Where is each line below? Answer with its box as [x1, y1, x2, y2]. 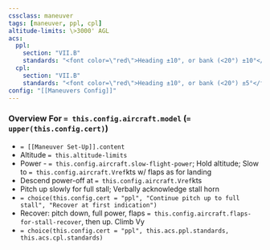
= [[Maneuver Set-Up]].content [19, 142, 125, 151]
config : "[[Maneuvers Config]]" [8, 86, 117, 95]
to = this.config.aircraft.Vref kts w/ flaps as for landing [19, 166, 212, 177]
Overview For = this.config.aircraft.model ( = [8, 113, 191, 125]
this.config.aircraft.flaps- [153, 210, 252, 218]
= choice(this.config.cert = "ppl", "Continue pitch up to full [19, 194, 240, 202]
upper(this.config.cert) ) [8, 123, 108, 134]
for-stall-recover [19, 218, 82, 226]
